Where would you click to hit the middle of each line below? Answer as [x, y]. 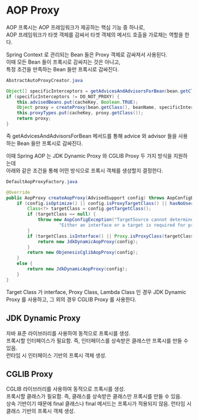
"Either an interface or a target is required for [122, 225]
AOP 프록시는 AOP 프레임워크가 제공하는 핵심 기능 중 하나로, [76, 27]
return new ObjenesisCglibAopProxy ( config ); [83, 253]
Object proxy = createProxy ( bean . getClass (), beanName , [87, 108]
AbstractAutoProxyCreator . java [44, 80]
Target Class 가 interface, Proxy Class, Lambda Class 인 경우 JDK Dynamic [96, 292]
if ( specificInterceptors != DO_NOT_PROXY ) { [63, 97]
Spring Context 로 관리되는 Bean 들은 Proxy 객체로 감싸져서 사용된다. [87, 54]
